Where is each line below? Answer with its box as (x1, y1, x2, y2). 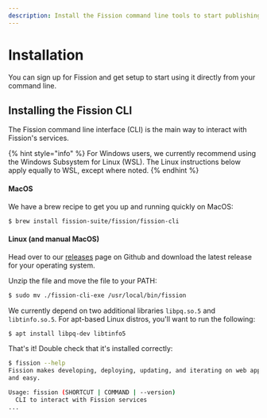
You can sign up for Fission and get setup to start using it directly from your (8, 72, 256, 82)
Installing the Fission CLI (8, 104, 133, 117)
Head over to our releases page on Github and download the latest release (8, 252, 253, 261)
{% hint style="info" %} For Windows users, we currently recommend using (8, 149, 257, 158)
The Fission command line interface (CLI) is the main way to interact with (8, 125, 248, 135)
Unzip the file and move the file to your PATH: (8, 275, 157, 285)
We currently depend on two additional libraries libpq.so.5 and (8, 306, 216, 315)
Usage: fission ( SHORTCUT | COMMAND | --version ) (8, 389, 176, 397)
